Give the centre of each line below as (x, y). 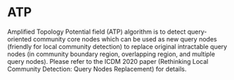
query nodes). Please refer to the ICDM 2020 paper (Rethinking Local (108, 61)
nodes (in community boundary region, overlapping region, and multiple (111, 54)
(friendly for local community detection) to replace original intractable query (117, 46)
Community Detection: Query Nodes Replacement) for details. (97, 69)
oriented (19, 39)
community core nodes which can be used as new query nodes (125, 39)
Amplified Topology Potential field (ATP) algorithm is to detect (97, 32)
